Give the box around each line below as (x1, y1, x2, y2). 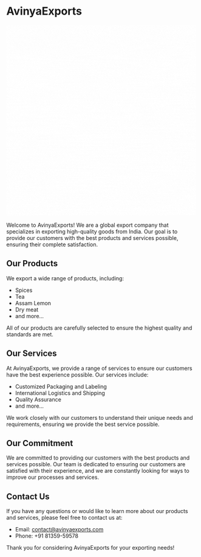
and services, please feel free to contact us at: (6, 514, 123, 522)
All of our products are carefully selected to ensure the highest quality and (6, 324, 192, 332)
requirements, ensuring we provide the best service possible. (6, 420, 160, 428)
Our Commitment (6, 438, 73, 449)
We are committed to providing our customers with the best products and (6, 454, 190, 461)
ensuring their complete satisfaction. (6, 241, 98, 248)
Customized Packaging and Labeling (15, 383, 107, 390)
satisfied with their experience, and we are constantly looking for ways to (6, 467, 189, 475)
